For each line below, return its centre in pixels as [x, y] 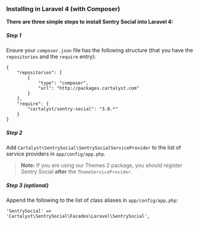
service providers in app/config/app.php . [56, 154]
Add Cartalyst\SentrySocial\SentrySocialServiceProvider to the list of [94, 148]
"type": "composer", [63, 83]
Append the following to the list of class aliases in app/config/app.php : [92, 200]
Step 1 [14, 35]
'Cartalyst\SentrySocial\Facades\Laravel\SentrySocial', [78, 216]
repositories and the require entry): [51, 57]
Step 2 [14, 132]
